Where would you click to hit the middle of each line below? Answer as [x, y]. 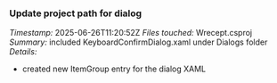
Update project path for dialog [76, 13]
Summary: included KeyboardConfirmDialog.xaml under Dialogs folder [138, 42]
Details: [23, 52]
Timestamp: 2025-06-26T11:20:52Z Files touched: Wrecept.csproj [130, 33]
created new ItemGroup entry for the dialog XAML [114, 69]
